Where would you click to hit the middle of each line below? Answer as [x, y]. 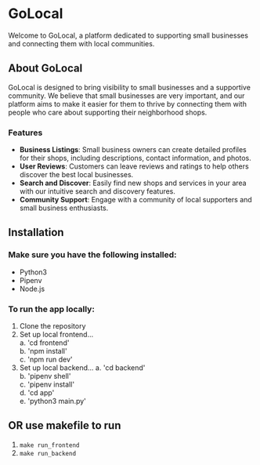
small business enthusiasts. [64, 208]
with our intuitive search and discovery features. [97, 191]
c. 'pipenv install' [47, 384]
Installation [36, 232]
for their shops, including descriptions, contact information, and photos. [135, 158]
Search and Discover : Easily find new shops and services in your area [133, 183]
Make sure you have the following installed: [93, 255]
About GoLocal [45, 69]
